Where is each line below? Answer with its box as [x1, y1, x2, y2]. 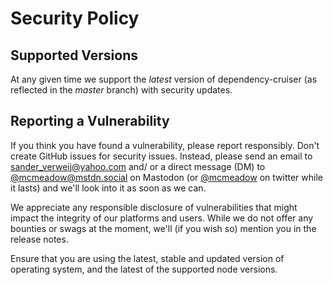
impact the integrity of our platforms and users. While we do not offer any [10, 212, 314, 224]
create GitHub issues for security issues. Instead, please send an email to [10, 150, 313, 162]
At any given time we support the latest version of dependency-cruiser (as [10, 73, 318, 85]
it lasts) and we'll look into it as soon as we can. [10, 182, 207, 194]
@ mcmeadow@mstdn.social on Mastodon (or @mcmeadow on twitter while [10, 171, 323, 183]
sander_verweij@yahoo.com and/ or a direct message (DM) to [10, 160, 266, 172]
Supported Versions [10, 47, 138, 64]
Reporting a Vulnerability [10, 113, 170, 130]
